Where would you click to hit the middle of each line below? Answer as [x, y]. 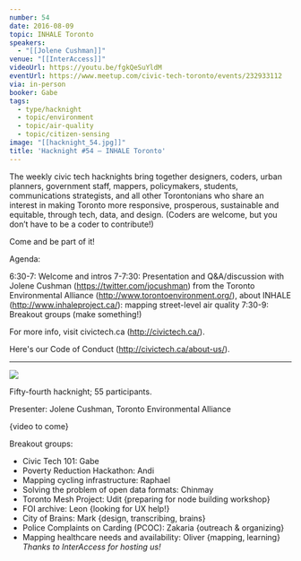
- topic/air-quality [56, 126]
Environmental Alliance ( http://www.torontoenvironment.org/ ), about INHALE [150, 295]
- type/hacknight [50, 109]
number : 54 [30, 17]
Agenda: [25, 259]
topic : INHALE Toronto [52, 34]
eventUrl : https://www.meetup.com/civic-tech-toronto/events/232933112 [146, 76]
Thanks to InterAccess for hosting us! [91, 547]
